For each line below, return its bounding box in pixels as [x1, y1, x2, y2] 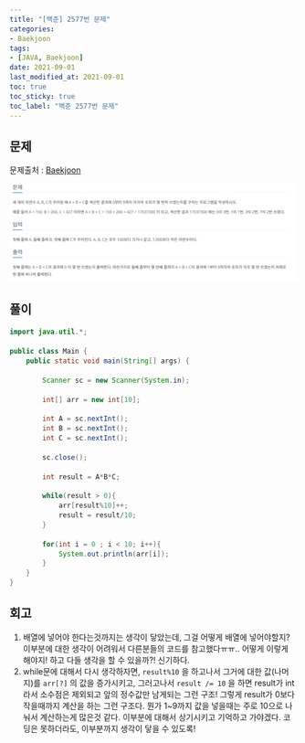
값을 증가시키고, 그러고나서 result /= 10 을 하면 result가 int [79, 677, 295, 688]
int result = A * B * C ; [42, 472, 121, 482]
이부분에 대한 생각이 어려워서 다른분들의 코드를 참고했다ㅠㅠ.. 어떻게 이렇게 [22, 642, 289, 653]
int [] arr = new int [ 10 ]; [42, 395, 142, 404]
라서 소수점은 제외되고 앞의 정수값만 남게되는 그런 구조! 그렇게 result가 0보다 [22, 688, 295, 699]
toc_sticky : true [9, 91, 76, 101]
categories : [9, 24, 55, 34]
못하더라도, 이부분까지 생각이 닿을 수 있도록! [39, 723, 196, 734]
